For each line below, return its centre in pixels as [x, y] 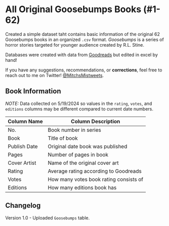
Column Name [25, 121]
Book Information [33, 91]
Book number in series [74, 130]
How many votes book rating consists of [95, 179]
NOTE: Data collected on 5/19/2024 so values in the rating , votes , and [79, 103]
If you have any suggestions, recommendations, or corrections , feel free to [84, 70]
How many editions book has [82, 187]
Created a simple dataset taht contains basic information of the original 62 [83, 34]
